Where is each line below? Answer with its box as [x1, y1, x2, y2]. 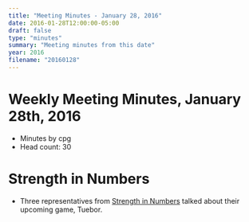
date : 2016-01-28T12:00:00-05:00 [8, 19, 120, 27]
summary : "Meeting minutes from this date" [8, 41, 156, 49]
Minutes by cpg [19, 133, 72, 143]
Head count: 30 [19, 142, 72, 151]
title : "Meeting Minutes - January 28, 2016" [8, 11, 162, 20]
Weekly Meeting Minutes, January [8, 91, 242, 108]
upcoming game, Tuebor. [19, 204, 103, 214]
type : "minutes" [8, 33, 62, 42]
